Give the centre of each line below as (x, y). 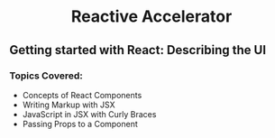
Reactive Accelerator (151, 17)
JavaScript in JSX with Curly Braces (89, 114)
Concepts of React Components (82, 95)
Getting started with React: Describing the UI (138, 50)
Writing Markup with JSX (69, 105)
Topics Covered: (46, 76)
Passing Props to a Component (80, 124)
